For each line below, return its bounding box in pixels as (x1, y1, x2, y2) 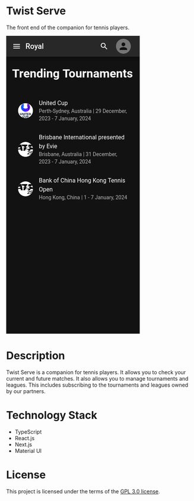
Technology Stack (6, 409, 98, 422)
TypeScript (14, 428, 42, 435)
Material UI (14, 447, 42, 454)
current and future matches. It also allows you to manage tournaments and (6, 375, 189, 382)
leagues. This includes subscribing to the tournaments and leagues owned (6, 381, 189, 388)
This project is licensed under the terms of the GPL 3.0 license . (6, 487, 160, 495)
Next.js (14, 441, 33, 448)
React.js (14, 434, 35, 441)
